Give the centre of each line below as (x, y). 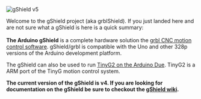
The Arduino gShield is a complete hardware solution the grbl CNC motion (99, 40)
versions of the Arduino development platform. (64, 53)
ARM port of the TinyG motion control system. (63, 71)
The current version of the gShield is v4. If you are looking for (85, 83)
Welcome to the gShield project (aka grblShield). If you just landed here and (100, 21)
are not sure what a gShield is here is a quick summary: (75, 27)
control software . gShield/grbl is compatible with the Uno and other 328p (97, 46)
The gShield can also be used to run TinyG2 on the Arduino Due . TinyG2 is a (101, 65)
